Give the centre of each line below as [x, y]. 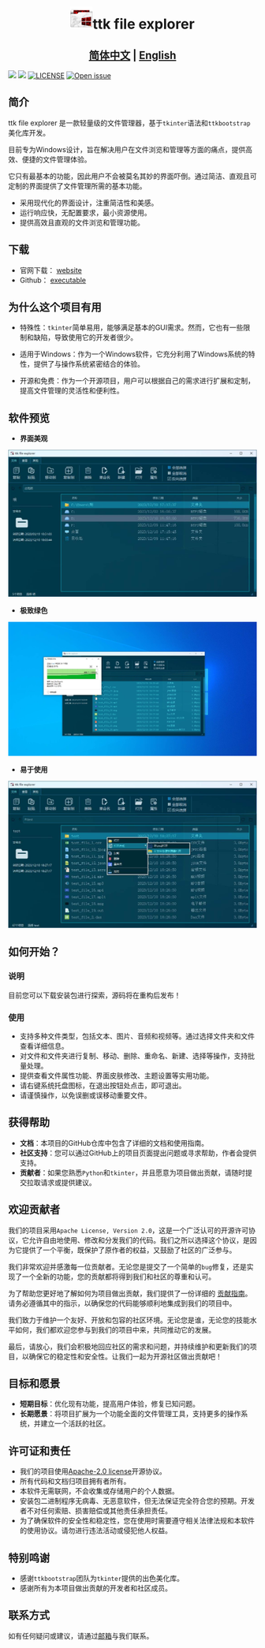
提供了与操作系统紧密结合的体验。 [89, 364]
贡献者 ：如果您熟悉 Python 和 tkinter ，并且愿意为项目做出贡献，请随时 [132, 1173]
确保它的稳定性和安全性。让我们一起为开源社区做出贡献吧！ [125, 1356]
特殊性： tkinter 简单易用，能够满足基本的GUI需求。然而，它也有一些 [131, 328]
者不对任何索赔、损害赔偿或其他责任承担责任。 [95, 1511]
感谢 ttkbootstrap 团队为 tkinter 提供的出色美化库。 [101, 1578]
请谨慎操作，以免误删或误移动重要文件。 [85, 1095]
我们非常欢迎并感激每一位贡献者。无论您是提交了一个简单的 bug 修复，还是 [127, 1266]
